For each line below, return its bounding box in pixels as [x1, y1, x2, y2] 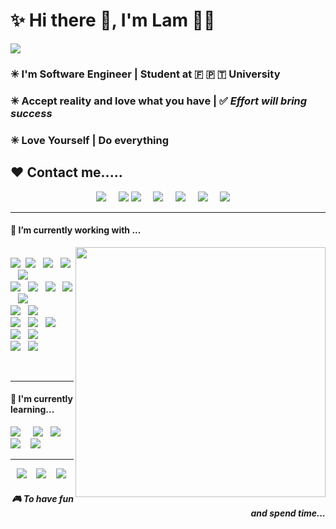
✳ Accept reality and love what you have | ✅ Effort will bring [10, 94, 308, 108]
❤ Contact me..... [10, 164, 123, 181]
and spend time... [250, 507, 326, 519]
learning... [10, 404, 55, 416]
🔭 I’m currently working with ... [10, 224, 142, 236]
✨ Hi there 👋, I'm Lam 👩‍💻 [10, 9, 216, 32]
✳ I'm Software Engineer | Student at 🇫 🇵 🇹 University [10, 67, 281, 81]
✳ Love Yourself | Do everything [10, 133, 170, 147]
